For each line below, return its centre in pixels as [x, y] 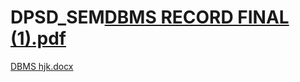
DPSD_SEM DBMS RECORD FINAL [150, 17]
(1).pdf [38, 38]
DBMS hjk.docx [42, 66]
